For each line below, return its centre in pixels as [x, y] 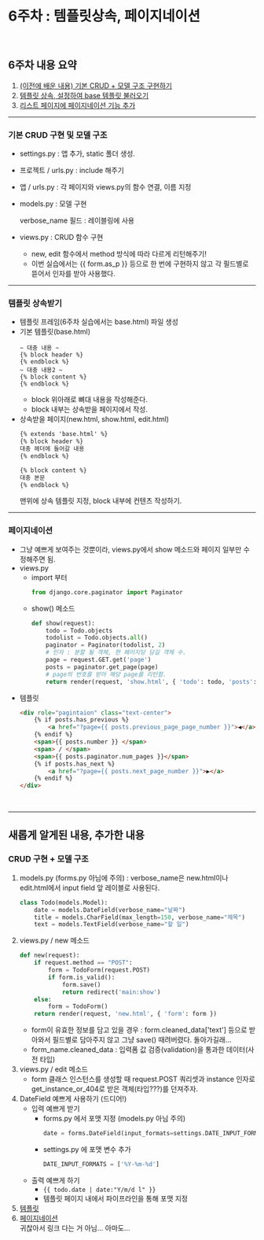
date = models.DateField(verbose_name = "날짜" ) [110, 910]
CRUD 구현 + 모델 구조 [48, 859]
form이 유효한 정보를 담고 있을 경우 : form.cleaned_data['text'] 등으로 [139, 1030]
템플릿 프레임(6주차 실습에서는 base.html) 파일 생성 [99, 322]
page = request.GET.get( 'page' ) [99, 660]
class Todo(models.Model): [64, 902]
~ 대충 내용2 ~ [41, 371]
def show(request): [63, 623]
